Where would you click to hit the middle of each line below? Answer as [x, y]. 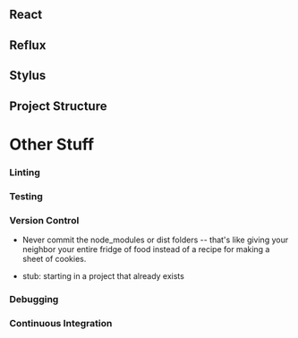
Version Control [44, 220]
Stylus [28, 76]
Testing [26, 196]
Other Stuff [52, 144]
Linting [25, 172]
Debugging [34, 299]
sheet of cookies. [54, 258]
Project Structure [58, 106]
